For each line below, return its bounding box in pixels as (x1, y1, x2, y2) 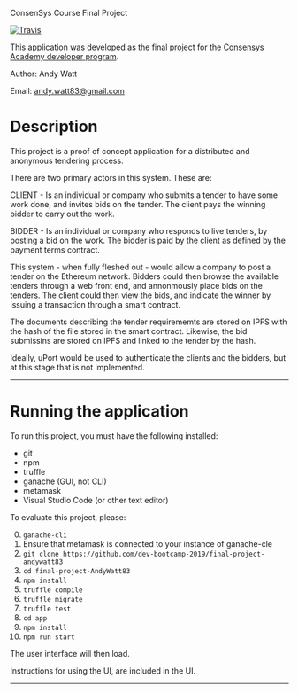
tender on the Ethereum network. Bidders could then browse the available (10, 270, 279, 282)
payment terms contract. (10, 244, 101, 255)
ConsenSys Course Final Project (10, 8, 128, 18)
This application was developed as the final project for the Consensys (10, 42, 264, 52)
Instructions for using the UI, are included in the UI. (10, 665, 196, 676)
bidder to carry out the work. (10, 208, 115, 219)
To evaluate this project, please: (10, 511, 126, 522)
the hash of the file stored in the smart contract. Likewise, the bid (10, 325, 248, 336)
